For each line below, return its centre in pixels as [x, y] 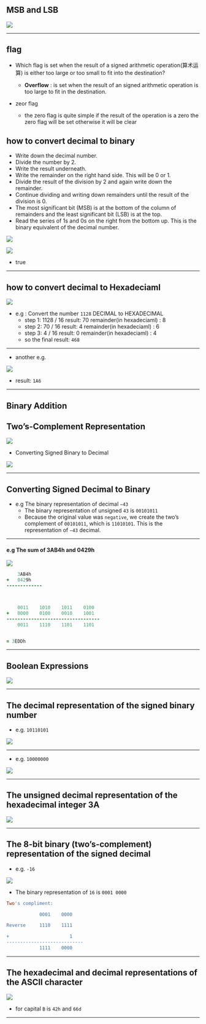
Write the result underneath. [51, 169]
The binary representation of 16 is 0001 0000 [71, 892]
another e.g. [31, 357]
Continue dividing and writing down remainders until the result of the [102, 195]
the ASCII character [44, 983]
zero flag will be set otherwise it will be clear [81, 121]
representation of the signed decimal [78, 854]
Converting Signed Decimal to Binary [78, 489]
